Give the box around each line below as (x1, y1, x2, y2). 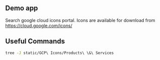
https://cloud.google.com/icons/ (5, 22, 72, 28)
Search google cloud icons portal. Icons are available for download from (5, 17, 155, 23)
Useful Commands (5, 37, 65, 45)
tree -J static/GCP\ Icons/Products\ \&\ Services (5, 50, 114, 55)
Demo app (5, 4, 38, 12)
